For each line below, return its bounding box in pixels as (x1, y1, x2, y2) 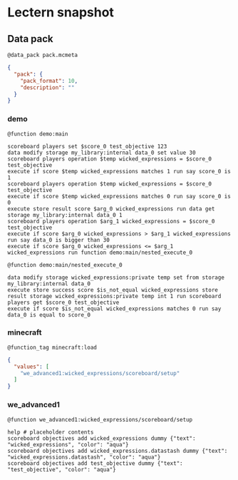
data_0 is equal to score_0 (7, 311, 91, 318)
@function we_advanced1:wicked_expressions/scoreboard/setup (7, 416, 193, 423)
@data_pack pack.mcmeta (7, 51, 78, 58)
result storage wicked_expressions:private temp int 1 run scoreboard (7, 292, 222, 300)
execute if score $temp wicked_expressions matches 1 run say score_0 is (7, 168, 232, 175)
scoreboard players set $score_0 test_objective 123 (7, 143, 167, 150)
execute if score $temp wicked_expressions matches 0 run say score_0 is (7, 193, 232, 200)
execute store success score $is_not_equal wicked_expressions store (7, 286, 219, 293)
